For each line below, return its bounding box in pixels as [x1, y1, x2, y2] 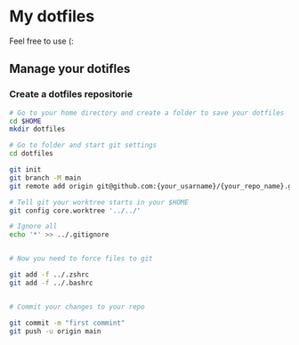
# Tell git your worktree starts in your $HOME [9, 197, 190, 206]
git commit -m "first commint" [9, 318, 125, 327]
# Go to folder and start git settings [9, 140, 158, 150]
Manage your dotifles [9, 61, 131, 76]
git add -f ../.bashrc [9, 278, 93, 287]
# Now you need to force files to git [9, 254, 153, 263]
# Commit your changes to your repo [9, 302, 145, 311]
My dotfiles [9, 6, 95, 27]
